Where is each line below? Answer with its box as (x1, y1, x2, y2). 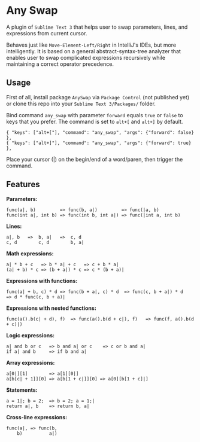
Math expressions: (6, 249, 54, 257)
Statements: (6, 386, 38, 394)
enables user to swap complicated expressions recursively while (6, 54, 166, 61)
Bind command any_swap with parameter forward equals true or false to (6, 111, 184, 118)
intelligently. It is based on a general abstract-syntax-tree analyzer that (6, 47, 181, 54)
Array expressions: (6, 359, 55, 366)
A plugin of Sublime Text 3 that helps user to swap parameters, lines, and (6, 23, 188, 31)
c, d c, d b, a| (6, 239, 84, 245)
